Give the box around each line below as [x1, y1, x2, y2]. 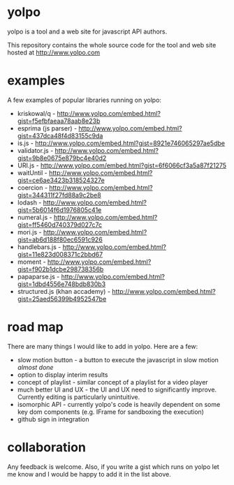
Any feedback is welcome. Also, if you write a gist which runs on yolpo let [7, 462, 220, 471]
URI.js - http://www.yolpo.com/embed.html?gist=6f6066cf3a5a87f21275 [17, 161, 227, 170]
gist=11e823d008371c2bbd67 [17, 250, 103, 258]
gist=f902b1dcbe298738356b [17, 264, 104, 273]
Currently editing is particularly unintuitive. [17, 392, 140, 401]
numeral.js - [17, 213, 52, 221]
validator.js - [17, 146, 54, 154]
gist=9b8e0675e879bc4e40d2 [17, 154, 107, 162]
